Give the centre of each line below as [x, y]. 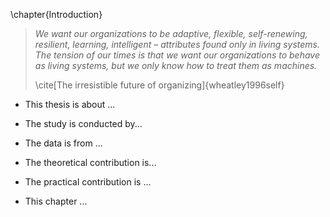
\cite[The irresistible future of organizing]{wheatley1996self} [159, 85]
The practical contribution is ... [88, 182]
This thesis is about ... [70, 104]
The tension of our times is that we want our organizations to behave [177, 55]
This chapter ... [56, 201]
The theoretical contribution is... [90, 162]
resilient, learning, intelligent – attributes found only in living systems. [177, 44]
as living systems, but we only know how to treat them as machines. [176, 65]
